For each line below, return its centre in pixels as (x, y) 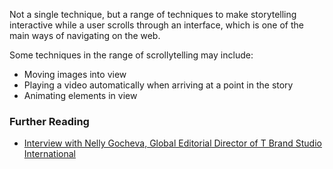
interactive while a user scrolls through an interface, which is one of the (156, 25)
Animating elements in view (80, 95)
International (49, 154)
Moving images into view (75, 74)
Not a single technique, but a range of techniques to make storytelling (153, 14)
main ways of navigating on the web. (85, 35)
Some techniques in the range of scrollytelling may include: (131, 55)
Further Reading (49, 121)
